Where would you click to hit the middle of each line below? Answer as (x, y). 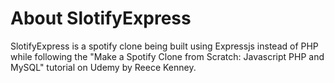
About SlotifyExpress (101, 18)
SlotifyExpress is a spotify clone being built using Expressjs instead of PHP (164, 46)
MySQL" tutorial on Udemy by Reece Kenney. (103, 67)
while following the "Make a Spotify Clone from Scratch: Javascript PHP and (167, 56)
